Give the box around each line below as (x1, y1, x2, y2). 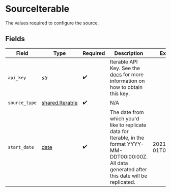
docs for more (110, 71, 144, 78)
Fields (5, 35, 25, 43)
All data (110, 159, 128, 167)
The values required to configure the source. (5, 20, 99, 26)
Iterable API (110, 58, 138, 65)
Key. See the (110, 65, 140, 72)
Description (114, 49, 144, 56)
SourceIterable (5, 3, 70, 15)
